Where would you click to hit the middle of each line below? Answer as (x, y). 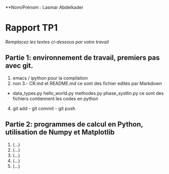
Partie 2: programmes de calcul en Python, (74, 125)
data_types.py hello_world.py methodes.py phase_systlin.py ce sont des (88, 93)
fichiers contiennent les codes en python (55, 98)
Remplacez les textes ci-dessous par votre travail (57, 42)
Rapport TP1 (31, 28)
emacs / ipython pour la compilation (50, 78)
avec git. (19, 66)
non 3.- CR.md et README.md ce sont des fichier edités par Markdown (87, 83)
